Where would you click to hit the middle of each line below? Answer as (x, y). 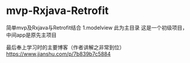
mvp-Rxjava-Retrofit (57, 11)
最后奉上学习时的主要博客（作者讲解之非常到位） (65, 47)
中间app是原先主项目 (31, 35)
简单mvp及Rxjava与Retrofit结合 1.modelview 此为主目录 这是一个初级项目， (97, 27)
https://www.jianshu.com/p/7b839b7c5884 (59, 54)
